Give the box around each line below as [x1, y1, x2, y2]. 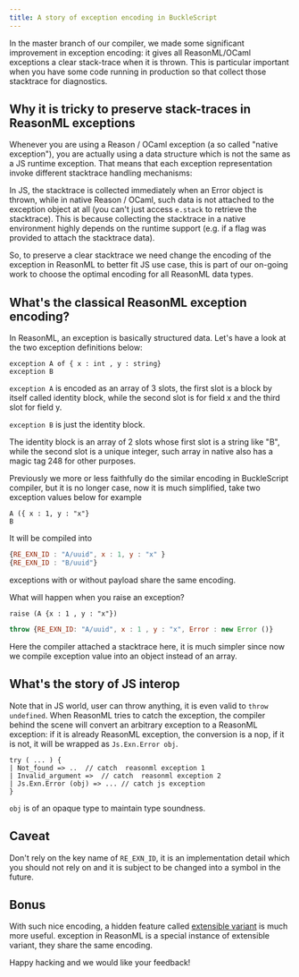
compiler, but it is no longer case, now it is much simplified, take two [9, 482, 261, 493]
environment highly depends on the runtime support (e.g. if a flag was [9, 223, 267, 234]
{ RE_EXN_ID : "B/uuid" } [9, 558, 98, 568]
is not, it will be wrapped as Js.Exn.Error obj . [9, 738, 179, 749]
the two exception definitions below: [9, 342, 143, 353]
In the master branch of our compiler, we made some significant [9, 38, 245, 48]
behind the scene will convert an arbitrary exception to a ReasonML [9, 719, 258, 730]
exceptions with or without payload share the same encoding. [9, 574, 237, 585]
